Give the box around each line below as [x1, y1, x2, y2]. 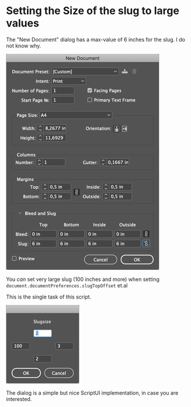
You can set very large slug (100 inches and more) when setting [6, 276, 159, 283]
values [6, 16, 40, 30]
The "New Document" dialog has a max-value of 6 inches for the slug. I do [6, 36, 186, 43]
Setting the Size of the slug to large [6, 4, 180, 18]
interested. [6, 395, 32, 402]
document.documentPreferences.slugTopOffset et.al [6, 281, 128, 289]
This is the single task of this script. [6, 293, 92, 300]
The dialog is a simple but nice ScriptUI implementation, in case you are [6, 389, 179, 396]
